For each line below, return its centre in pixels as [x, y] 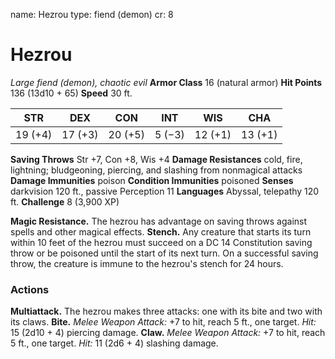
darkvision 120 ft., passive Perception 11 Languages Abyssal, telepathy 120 [165, 191]
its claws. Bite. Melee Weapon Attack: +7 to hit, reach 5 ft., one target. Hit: [163, 322]
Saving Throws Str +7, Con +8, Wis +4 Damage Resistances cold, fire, [156, 159]
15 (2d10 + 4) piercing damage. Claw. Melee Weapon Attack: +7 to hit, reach [168, 333]
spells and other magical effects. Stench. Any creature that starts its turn [161, 231]
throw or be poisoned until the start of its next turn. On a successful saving [164, 253]
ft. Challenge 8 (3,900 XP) [65, 201]
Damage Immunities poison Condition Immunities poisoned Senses [152, 180]
